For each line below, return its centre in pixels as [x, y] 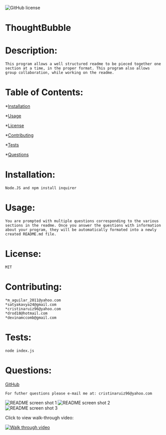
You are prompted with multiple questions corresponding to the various [82, 221]
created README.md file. [31, 234]
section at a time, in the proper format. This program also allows [78, 68]
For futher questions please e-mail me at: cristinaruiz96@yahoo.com [79, 393]
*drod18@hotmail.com [27, 313]
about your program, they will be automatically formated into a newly [81, 229]
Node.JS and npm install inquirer [41, 188]
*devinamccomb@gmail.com [31, 318]
